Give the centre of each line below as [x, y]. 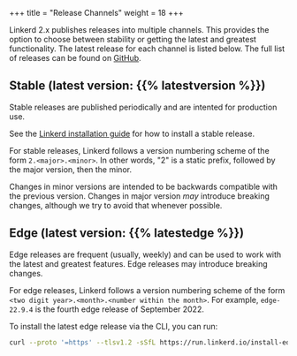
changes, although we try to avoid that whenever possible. [116, 205]
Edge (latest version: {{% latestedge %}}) [127, 233]
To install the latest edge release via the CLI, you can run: [114, 326]
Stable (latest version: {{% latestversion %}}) [137, 86]
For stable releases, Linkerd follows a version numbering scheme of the [139, 150]
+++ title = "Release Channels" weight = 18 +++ [96, 13]
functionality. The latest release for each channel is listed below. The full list [147, 49]
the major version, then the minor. [71, 169]
